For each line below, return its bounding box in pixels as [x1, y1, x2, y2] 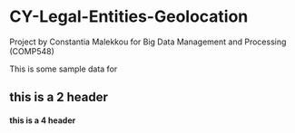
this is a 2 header [9, 90, 109, 105]
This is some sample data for [9, 63, 118, 74]
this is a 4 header [9, 115, 76, 126]
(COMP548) [9, 45, 54, 56]
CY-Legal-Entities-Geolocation [9, 6, 249, 27]
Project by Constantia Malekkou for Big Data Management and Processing [9, 36, 287, 47]
